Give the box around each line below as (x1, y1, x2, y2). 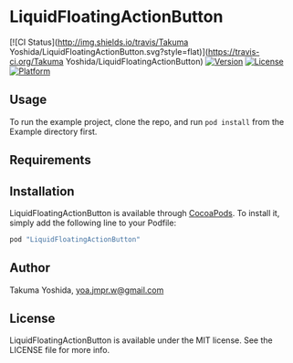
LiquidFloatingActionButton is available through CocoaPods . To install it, (9, 207, 280, 218)
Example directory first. (9, 126, 98, 137)
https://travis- (207, 46, 260, 57)
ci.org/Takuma (9, 56, 64, 67)
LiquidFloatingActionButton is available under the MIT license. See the (9, 335, 273, 346)
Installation (9, 183, 75, 199)
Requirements (9, 152, 91, 168)
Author (9, 260, 50, 275)
